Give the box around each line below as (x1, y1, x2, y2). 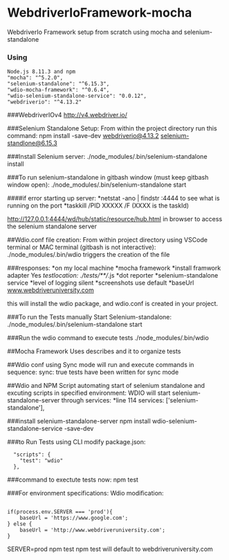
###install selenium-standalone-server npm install (7, 417, 151, 425)
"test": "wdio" (19, 457, 64, 464)
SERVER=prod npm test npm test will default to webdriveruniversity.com (7, 545, 213, 553)
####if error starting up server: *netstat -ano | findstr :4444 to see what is (7, 194, 220, 203)
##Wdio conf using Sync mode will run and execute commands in (7, 361, 194, 369)
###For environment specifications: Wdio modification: (7, 489, 164, 498)
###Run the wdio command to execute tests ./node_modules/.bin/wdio (7, 334, 209, 342)
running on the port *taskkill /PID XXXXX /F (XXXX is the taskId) (7, 201, 189, 210)
